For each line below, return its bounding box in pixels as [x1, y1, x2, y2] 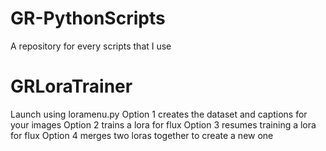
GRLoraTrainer [10, 75, 133, 98]
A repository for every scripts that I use [10, 40, 172, 52]
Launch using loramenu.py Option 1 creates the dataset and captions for [10, 108, 308, 120]
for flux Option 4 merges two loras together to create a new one [10, 129, 274, 141]
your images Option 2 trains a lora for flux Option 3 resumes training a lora [10, 118, 317, 131]
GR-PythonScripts [10, 7, 166, 30]
